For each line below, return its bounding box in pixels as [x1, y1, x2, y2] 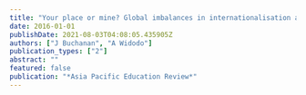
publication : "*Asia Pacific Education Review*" [9, 72, 198, 81]
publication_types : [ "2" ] [9, 47, 107, 56]
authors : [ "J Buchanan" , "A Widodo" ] [9, 38, 153, 48]
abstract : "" [9, 55, 59, 64]
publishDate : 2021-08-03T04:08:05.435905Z [9, 30, 173, 39]
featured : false [9, 64, 71, 73]
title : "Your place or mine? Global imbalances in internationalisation [9, 13, 291, 23]
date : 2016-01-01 [9, 22, 76, 31]
